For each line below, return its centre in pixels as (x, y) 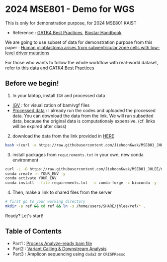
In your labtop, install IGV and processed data (59, 95)
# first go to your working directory (45, 202)
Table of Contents (34, 231)
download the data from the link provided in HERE (63, 136)
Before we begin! (32, 83)
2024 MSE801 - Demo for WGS (70, 9)
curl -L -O (16, 169)
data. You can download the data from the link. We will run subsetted (83, 116)
